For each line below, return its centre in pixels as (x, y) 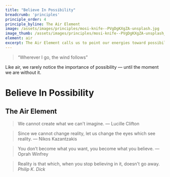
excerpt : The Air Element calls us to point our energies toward (75, 43)
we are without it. (23, 72)
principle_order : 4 (26, 19)
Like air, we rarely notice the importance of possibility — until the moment (82, 67)
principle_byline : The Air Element (43, 24)
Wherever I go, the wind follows (53, 57)
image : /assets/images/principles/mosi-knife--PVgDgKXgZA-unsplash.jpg (82, 29)
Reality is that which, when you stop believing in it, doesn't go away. (89, 164)
